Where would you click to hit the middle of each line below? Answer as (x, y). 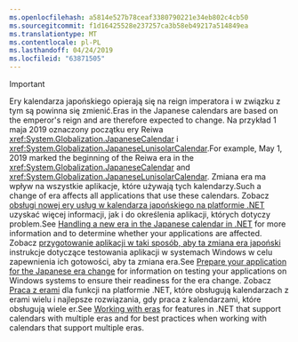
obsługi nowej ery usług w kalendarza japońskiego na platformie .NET (137, 205)
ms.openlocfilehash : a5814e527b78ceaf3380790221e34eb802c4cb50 (129, 17)
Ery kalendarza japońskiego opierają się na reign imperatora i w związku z (145, 101)
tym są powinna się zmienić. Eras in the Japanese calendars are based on (144, 111)
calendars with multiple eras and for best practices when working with (138, 318)
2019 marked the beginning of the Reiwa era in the (101, 158)
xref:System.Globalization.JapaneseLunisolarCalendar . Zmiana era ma (138, 177)
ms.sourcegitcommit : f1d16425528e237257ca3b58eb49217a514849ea (129, 26)
